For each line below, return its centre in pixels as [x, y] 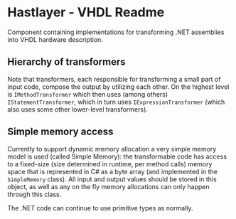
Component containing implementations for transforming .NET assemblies [116, 32]
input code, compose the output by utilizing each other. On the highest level [118, 87]
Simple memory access [60, 132]
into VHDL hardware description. [55, 39]
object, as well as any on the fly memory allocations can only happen [108, 186]
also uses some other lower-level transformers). [77, 109]
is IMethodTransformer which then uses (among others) [88, 94]
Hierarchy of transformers [66, 62]
